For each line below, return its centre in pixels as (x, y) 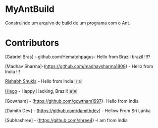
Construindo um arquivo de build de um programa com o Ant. (68, 23)
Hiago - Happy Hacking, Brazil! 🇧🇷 (41, 91)
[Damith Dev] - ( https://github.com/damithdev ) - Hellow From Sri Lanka (78, 111)
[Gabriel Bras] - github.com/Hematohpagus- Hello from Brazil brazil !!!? (78, 57)
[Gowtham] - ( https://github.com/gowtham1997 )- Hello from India (72, 101)
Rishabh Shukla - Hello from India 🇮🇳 (44, 81)
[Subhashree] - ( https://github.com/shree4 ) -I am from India (66, 120)
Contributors (32, 43)
